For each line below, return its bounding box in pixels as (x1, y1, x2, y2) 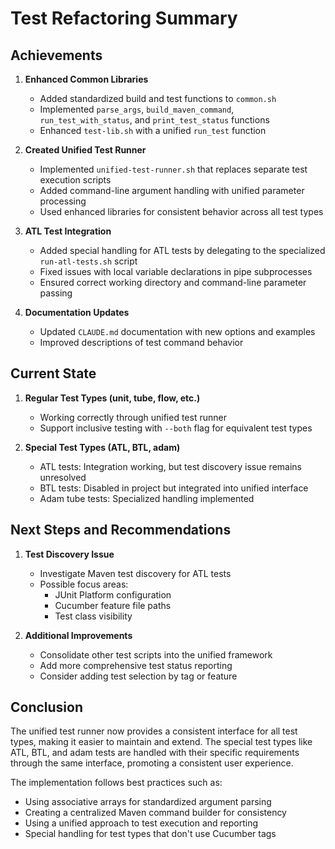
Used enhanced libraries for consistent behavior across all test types (39, 206, 324, 217)
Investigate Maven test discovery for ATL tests (39, 567, 232, 579)
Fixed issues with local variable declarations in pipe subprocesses (39, 266, 313, 277)
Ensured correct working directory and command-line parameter (39, 277, 307, 288)
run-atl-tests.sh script (39, 255, 138, 267)
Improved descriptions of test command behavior (39, 337, 244, 348)
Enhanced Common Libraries (24, 73, 149, 85)
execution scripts (39, 174, 112, 186)
